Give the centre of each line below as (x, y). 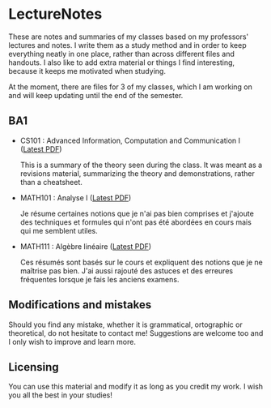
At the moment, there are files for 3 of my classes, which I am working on (130, 87)
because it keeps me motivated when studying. (87, 71)
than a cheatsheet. (51, 182)
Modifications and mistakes (80, 305)
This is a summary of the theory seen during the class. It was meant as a (141, 165)
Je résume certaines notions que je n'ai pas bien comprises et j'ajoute (137, 213)
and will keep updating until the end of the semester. (96, 95)
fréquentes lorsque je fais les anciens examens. (100, 279)
